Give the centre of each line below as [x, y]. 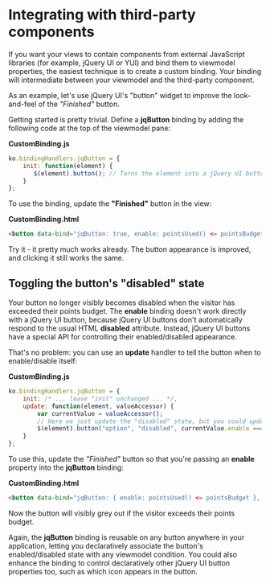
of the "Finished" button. [79, 104]
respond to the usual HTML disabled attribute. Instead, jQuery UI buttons [129, 328]
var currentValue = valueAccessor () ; [100, 413]
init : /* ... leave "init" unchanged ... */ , [100, 399]
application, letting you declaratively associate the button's [106, 545]
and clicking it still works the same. [66, 258]
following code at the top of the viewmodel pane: [90, 128]
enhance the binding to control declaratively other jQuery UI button [119, 563]
